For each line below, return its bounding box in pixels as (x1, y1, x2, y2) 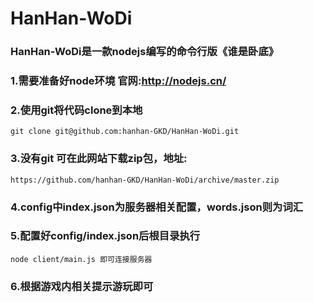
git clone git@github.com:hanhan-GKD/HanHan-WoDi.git (10, 127, 240, 137)
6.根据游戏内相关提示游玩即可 (10, 279, 154, 293)
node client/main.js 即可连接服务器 (10, 254, 153, 264)
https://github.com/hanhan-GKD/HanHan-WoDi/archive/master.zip (10, 175, 280, 185)
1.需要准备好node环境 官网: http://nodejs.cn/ (10, 74, 227, 88)
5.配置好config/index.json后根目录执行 (10, 229, 201, 243)
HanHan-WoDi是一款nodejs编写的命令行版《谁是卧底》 (10, 45, 280, 59)
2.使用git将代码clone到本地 (10, 103, 143, 117)
